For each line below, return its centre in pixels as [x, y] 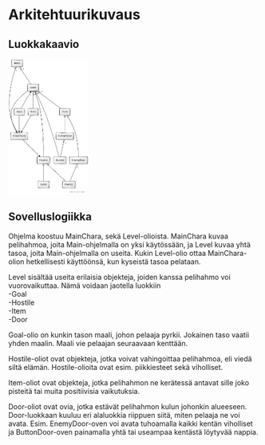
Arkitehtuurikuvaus [75, 15]
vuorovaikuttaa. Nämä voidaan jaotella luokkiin [85, 286]
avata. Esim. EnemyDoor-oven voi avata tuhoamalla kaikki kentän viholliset [131, 423]
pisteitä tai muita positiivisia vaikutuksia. [74, 391]
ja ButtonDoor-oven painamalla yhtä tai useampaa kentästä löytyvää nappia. [133, 431]
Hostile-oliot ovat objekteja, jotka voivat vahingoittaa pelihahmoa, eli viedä [131, 358]
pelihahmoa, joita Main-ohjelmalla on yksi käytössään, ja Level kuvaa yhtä [130, 244]
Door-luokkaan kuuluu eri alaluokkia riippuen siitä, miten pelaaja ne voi [125, 415]
